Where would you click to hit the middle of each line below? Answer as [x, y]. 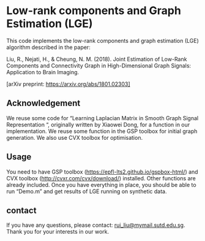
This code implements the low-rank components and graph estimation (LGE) [102, 40]
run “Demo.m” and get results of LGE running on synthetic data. [87, 191]
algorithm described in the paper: [48, 47]
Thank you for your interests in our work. [58, 232]
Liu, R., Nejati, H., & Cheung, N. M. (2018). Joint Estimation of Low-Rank [97, 59]
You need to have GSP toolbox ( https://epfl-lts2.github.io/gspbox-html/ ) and [102, 172]
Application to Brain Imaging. [43, 72]
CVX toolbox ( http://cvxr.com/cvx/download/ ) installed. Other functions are [101, 178]
